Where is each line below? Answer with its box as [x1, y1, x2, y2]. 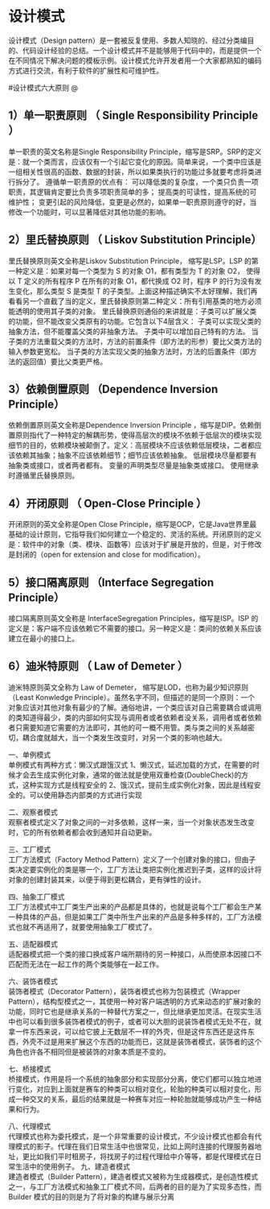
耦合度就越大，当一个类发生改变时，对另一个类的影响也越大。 [22, 732, 227, 742]
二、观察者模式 [8, 807, 58, 817]
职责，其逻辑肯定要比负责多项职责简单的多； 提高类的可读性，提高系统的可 [8, 187, 257, 197]
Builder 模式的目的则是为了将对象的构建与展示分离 [8, 1191, 175, 1201]
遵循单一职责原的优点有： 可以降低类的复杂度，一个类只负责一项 [45, 176, 259, 186]
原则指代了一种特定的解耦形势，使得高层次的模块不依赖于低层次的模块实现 [14, 430, 262, 440]
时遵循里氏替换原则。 [8, 470, 79, 480]
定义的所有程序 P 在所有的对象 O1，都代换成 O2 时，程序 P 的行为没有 [23, 275, 255, 286]
